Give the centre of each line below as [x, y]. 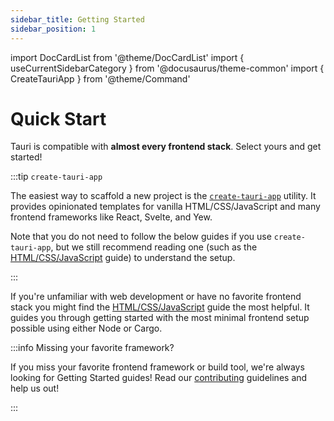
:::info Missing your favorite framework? [92, 348]
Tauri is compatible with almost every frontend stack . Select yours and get [166, 147]
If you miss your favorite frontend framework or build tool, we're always [157, 367]
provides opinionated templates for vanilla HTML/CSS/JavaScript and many [165, 207]
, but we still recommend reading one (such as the [154, 247]
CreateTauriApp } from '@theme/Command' [100, 78]
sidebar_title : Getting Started [77, 19]
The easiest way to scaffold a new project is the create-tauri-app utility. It [163, 196]
